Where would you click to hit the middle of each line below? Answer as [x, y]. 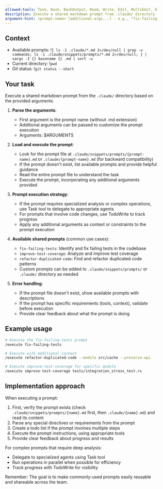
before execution [36, 308]
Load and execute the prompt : [43, 144]
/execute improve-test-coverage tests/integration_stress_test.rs [73, 371]
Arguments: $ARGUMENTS [46, 135]
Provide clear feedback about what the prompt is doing [74, 313]
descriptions [32, 298]
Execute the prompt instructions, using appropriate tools [68, 433]
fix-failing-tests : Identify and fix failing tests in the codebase [83, 248]
